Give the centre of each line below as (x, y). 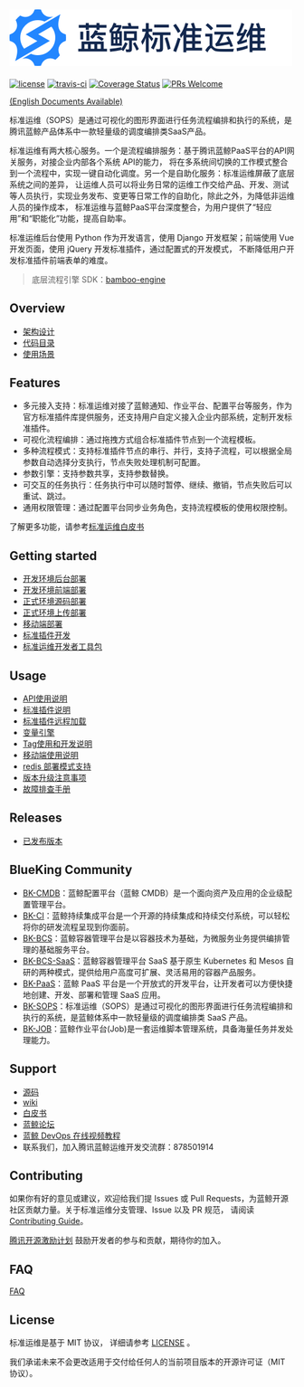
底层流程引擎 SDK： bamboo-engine (98, 279)
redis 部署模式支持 (57, 766)
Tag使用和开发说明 (57, 744)
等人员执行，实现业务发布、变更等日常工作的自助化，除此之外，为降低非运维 (152, 195)
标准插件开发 (46, 635)
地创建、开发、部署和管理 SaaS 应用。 (94, 994)
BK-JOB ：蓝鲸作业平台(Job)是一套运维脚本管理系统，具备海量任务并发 (154, 1029)
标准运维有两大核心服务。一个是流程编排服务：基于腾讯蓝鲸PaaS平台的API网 (152, 150)
